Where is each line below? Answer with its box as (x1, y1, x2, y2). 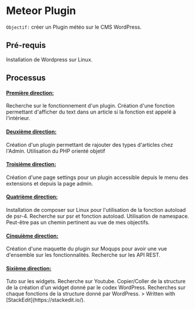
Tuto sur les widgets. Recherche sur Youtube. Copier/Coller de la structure (6, 278, 186, 285)
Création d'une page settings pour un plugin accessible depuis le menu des (6, 174, 189, 181)
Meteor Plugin (6, 4, 76, 18)
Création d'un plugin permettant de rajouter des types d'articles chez (6, 141, 173, 148)
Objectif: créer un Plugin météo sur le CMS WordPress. (6, 23, 142, 30)
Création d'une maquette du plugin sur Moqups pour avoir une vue (6, 245, 167, 252)
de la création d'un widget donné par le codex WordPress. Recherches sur (6, 284, 186, 291)
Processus (6, 73, 46, 83)
